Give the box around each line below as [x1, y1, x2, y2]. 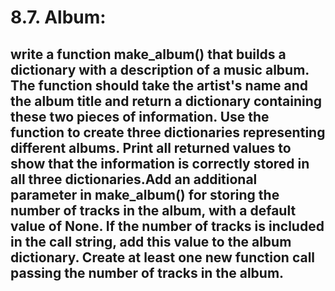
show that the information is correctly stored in [10, 155, 310, 172]
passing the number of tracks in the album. [10, 264, 285, 281]
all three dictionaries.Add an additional [10, 171, 258, 188]
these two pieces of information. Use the [10, 108, 270, 125]
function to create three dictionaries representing [10, 124, 326, 141]
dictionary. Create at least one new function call [10, 249, 316, 266]
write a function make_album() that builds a [10, 46, 287, 63]
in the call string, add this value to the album [10, 233, 292, 250]
